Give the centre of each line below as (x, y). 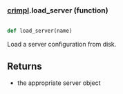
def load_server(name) (40, 31)
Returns (25, 66)
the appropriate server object (59, 83)
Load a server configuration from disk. (62, 45)
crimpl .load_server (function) (58, 10)
